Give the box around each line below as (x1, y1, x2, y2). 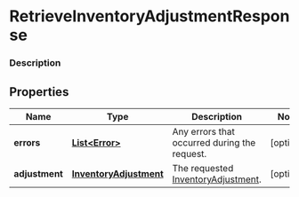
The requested (172, 162, 234, 174)
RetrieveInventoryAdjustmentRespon (9, 6, 290, 27)
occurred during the (172, 136, 256, 148)
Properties (9, 84, 69, 99)
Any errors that (172, 125, 236, 138)
